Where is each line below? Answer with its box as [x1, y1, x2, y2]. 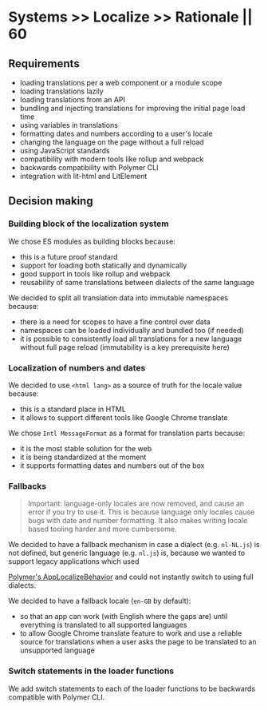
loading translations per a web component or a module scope [19, 78, 223, 87]
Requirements [8, 57, 80, 70]
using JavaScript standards [19, 146, 110, 155]
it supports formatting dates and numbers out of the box [19, 460, 205, 470]
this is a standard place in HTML [19, 404, 126, 414]
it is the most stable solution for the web [19, 443, 152, 453]
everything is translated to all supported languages [19, 620, 187, 630]
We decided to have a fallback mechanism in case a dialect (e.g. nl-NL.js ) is [8, 540, 260, 549]
